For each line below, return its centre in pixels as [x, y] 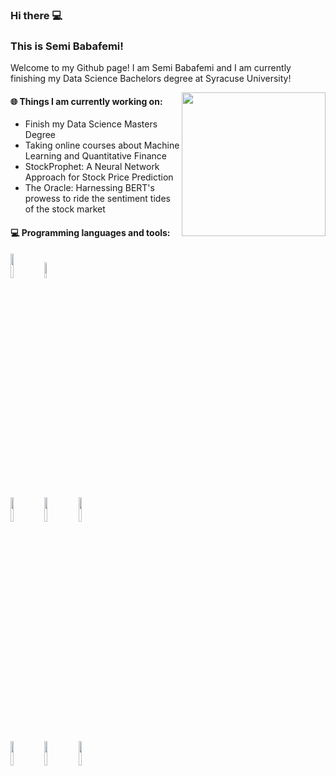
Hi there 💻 [36, 15]
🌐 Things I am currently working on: [86, 101]
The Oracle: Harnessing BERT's [89, 188]
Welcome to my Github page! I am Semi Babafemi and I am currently [151, 68]
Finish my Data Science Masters [91, 124]
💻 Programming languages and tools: [90, 233]
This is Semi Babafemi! [67, 46]
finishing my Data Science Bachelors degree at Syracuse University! [151, 79]
